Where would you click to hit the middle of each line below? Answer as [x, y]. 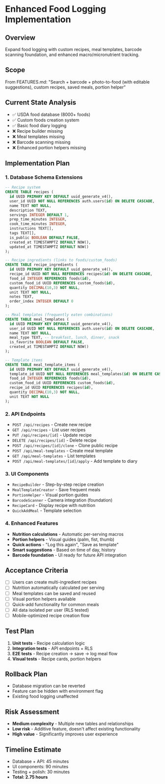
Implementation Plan [38, 163]
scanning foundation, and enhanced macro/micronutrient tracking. [72, 55]
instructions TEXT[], [32, 229]
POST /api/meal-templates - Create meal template [62, 450]
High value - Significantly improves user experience [65, 734]
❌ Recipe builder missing [37, 131]
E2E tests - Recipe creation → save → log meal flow [65, 653]
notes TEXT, [22, 297]
